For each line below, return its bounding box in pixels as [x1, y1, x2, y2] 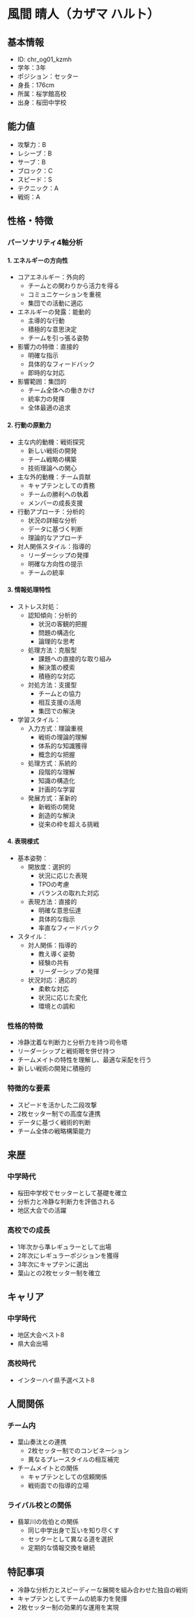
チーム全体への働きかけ [27, 386, 95, 394]
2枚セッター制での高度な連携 [17, 1109, 101, 1118]
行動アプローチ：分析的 [17, 507, 85, 515]
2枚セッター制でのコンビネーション [27, 1447, 130, 1455]
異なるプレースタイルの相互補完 [27, 1455, 120, 1463]
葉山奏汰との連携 [17, 1438, 67, 1446]
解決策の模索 [38, 663, 75, 671]
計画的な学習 [38, 785, 75, 793]
